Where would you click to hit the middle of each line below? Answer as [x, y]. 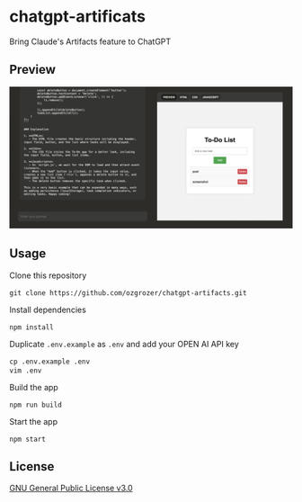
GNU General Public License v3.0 [71, 489]
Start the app [34, 421]
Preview [33, 70]
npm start [28, 439]
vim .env [26, 371]
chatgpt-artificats [78, 17]
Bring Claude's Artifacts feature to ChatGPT [90, 41]
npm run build [36, 405]
